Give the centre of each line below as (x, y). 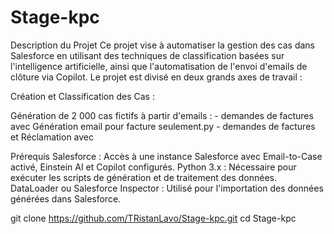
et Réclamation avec (52, 137)
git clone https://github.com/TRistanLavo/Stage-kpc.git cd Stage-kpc (153, 218)
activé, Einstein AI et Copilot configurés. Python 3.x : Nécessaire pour (153, 167)
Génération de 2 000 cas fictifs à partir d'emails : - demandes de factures (162, 115)
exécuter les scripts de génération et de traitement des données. (143, 177)
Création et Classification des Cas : (82, 96)
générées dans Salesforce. (66, 198)
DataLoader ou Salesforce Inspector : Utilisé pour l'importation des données (167, 188)
